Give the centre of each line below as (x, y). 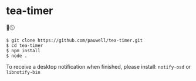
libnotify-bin (23, 72)
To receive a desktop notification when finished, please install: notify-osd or (99, 66)
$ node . (17, 56)
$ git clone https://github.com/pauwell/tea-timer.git (75, 40)
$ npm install (23, 50)
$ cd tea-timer (25, 45)
